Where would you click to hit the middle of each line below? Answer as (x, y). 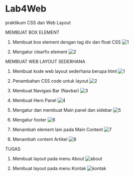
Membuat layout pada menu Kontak (49, 168)
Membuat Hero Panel (34, 100)
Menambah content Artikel (40, 139)
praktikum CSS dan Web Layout (38, 23)
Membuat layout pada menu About (48, 158)
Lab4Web (26, 9)
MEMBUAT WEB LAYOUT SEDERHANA (45, 61)
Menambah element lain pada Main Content (57, 129)
